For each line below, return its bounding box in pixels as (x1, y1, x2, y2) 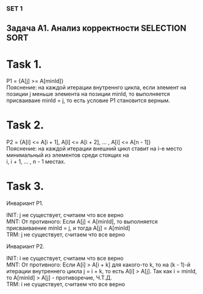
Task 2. (6, 118, 45, 132)
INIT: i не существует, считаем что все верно (6, 255, 124, 262)
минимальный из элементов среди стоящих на (6, 152, 129, 159)
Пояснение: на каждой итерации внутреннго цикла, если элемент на (6, 84, 187, 91)
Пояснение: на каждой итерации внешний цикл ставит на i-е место (6, 145, 182, 152)
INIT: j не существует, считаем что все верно (6, 211, 124, 219)
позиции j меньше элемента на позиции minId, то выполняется (6, 90, 170, 98)
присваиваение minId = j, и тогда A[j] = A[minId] (6, 224, 130, 232)
